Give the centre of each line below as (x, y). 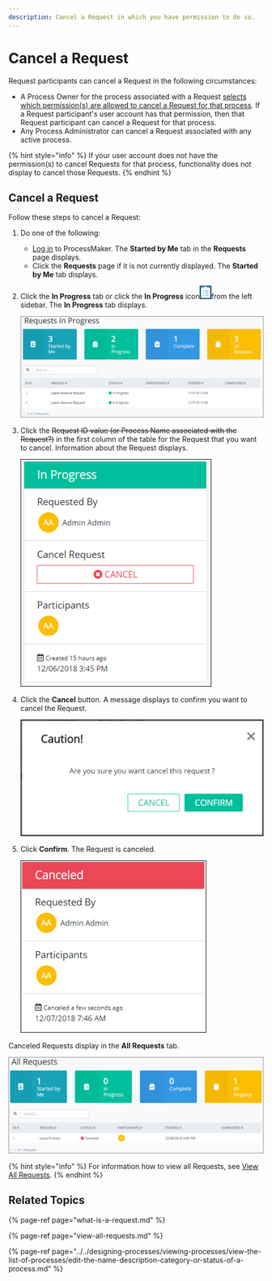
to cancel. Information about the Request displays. (104, 448)
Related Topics (47, 1200)
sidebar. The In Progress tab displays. (84, 305)
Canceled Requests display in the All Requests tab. (94, 1046)
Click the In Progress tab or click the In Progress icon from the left (136, 297)
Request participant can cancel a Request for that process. (118, 122)
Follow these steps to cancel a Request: (75, 217)
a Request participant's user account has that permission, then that (132, 114)
